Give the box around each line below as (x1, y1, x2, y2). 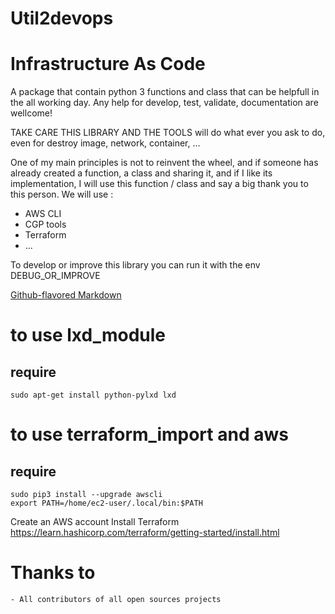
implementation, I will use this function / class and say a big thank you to (10, 178, 309, 190)
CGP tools (24, 218, 67, 231)
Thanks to (10, 562, 96, 584)
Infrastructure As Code (10, 53, 206, 76)
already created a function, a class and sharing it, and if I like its (10, 167, 273, 179)
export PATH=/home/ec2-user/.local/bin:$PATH (10, 498, 203, 509)
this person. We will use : (10, 188, 114, 201)
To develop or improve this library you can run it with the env (10, 259, 261, 271)
